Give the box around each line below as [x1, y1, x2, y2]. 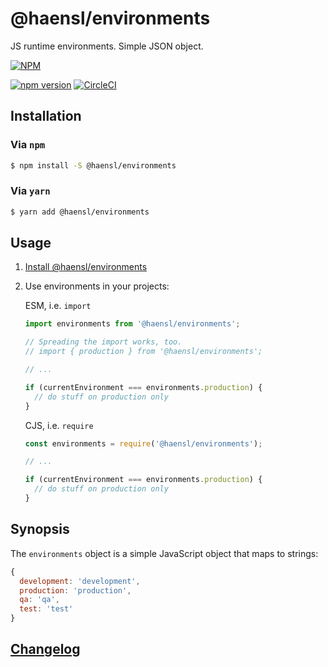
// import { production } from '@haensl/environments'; [24, 347, 263, 357]
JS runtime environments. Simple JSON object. [10, 40, 204, 52]
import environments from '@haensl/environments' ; [24, 319, 241, 329]
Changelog [10, 641, 81, 658]
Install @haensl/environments [24, 261, 148, 273]
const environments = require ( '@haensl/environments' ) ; [24, 438, 263, 449]
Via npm [10, 138, 46, 152]
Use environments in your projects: [24, 280, 170, 292]
